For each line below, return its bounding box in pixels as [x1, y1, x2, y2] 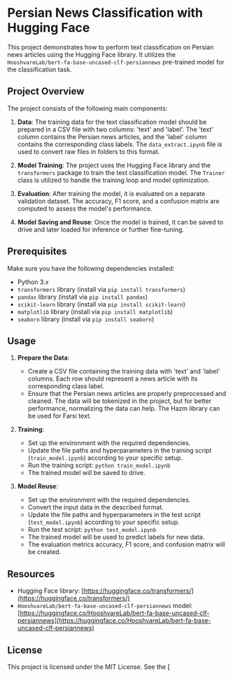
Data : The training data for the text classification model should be [17, 118, 207, 126]
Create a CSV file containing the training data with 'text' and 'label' [27, 367, 220, 376]
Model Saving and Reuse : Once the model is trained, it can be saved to [17, 218, 224, 226]
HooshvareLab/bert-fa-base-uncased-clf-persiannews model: [17, 602, 193, 610]
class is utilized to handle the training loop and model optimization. [17, 176, 210, 184]
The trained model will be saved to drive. [27, 469, 146, 477]
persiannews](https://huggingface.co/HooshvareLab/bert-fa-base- [17, 616, 211, 625]
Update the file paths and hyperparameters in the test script [27, 511, 201, 519]
